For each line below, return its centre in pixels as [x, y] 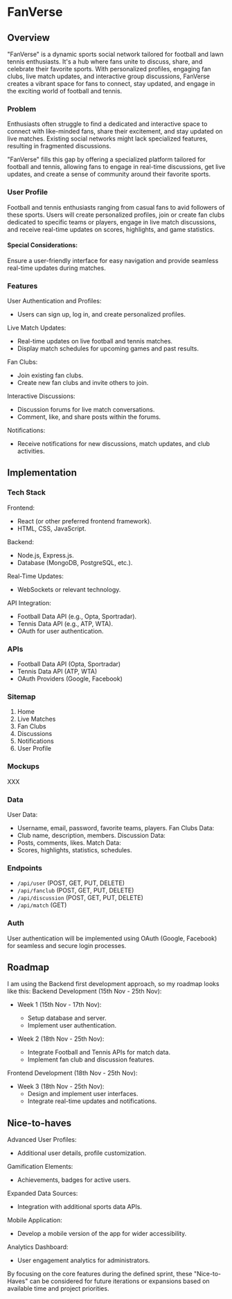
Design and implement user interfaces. [83, 1094]
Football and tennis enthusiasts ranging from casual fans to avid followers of [116, 207]
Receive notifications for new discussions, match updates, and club [113, 444]
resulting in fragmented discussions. [59, 146]
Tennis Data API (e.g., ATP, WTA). [65, 623]
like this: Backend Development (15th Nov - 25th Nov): [84, 992]
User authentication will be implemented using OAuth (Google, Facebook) [112, 938]
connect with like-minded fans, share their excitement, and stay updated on [115, 132]
